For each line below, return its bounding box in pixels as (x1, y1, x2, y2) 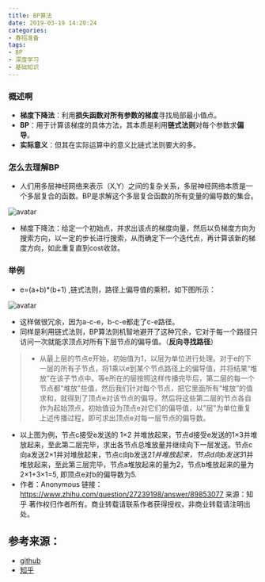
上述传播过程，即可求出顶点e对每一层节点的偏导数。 (39, 413, 210, 423)
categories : (8, 26, 47, 34)
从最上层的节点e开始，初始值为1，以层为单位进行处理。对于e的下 (39, 354, 252, 363)
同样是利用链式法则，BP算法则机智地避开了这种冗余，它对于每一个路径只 (19, 327, 258, 336)
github (19, 556, 41, 565)
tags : (8, 41, 26, 49)
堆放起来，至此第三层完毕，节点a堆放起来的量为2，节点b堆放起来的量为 (19, 459, 255, 469)
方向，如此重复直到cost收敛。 (26, 243, 125, 253)
